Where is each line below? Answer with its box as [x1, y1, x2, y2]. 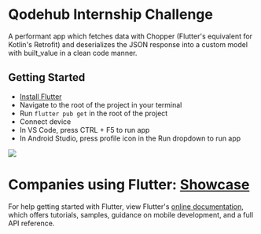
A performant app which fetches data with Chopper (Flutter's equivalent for [8, 31, 253, 41]
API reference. [8, 218, 55, 228]
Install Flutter [19, 92, 62, 101]
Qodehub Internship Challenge [8, 5, 214, 24]
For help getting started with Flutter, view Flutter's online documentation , [8, 202, 244, 211]
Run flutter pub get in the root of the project [19, 108, 168, 118]
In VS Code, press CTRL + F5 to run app [19, 125, 150, 134]
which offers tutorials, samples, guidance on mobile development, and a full [8, 210, 254, 219]
